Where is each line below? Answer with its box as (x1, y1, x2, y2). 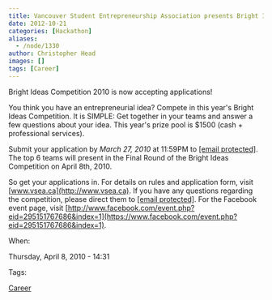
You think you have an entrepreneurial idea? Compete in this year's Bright (8, 102, 254, 112)
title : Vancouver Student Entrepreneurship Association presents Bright (8, 11, 259, 20)
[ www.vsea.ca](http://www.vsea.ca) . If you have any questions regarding (8, 186, 253, 195)
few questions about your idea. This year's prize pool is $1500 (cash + (8, 119, 244, 130)
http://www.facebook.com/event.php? (67, 203, 195, 212)
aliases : (8, 34, 38, 43)
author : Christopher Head (8, 49, 96, 58)
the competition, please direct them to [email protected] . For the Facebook (8, 194, 257, 204)
